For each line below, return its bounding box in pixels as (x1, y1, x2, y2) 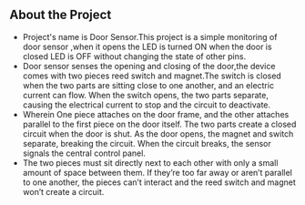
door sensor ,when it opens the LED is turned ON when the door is (22, 41, 272, 52)
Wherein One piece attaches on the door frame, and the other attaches (22, 108, 290, 119)
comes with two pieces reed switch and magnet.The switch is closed (22, 70, 282, 81)
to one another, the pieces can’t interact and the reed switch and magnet (22, 177, 296, 188)
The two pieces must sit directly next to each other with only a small (22, 157, 279, 168)
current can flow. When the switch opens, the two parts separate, (22, 89, 269, 100)
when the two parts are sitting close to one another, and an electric (22, 79, 275, 90)
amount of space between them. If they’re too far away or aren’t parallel (22, 167, 293, 178)
